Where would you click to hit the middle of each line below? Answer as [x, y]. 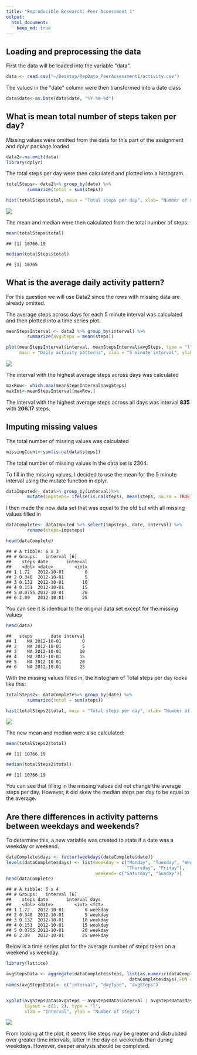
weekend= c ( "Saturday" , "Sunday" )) [139, 873]
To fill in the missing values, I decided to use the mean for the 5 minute [91, 474]
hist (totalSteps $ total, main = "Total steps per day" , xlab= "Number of [97, 200]
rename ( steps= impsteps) [56, 530]
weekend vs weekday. [33, 952]
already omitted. [26, 303]
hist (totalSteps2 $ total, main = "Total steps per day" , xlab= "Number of [98, 711]
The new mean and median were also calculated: [65, 733]
